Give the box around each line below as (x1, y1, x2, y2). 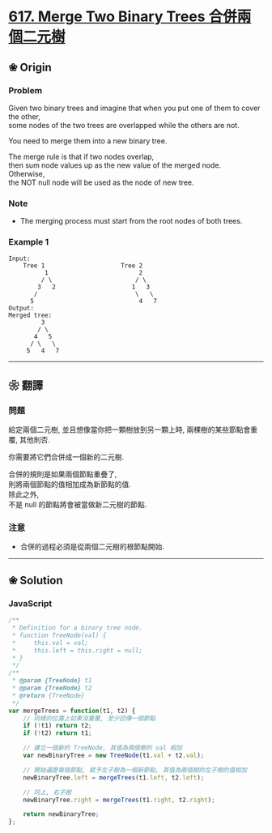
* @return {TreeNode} (11, 691, 85, 699)
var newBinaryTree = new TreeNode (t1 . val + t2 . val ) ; (23, 751, 205, 760)
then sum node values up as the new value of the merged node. (8, 160, 221, 170)
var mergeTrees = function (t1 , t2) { (8, 707, 136, 715)
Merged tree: (8, 311, 53, 320)
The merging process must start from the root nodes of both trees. (19, 216, 243, 226)
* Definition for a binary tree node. (11, 624, 143, 632)
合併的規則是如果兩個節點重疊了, (8, 469, 117, 479)
